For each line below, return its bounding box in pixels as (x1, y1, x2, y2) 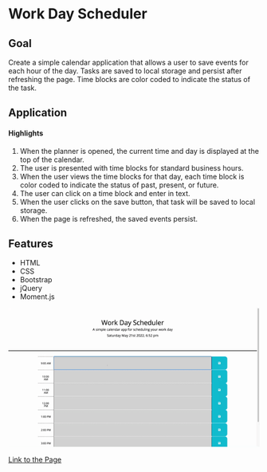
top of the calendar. (19, 155, 85, 164)
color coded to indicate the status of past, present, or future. (19, 180, 219, 190)
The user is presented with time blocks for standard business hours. (19, 163, 244, 172)
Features (8, 237, 53, 250)
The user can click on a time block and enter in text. (19, 188, 190, 198)
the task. (8, 83, 37, 92)
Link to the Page (8, 455, 62, 465)
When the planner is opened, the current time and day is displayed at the (19, 146, 259, 155)
